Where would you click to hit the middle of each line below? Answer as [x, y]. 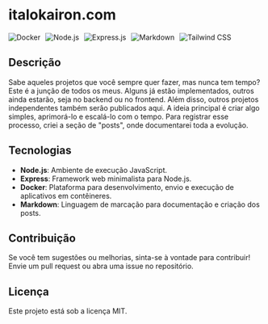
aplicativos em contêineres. [66, 196]
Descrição [35, 63]
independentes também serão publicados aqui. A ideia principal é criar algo [134, 107]
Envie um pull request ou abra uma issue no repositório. [101, 266]
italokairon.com [62, 15]
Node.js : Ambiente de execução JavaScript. [94, 170]
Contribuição [42, 238]
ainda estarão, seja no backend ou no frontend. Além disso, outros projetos [134, 99]
